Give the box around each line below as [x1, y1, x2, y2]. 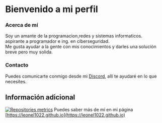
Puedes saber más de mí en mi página [53, 106, 133, 112]
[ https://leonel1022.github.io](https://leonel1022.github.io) [5, 112, 125, 118]
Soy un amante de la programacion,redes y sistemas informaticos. [5, 33, 142, 39]
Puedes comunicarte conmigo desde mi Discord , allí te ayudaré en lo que [5, 73, 157, 79]
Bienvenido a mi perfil [5, 4, 98, 15]
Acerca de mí [5, 22, 38, 29]
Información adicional [5, 93, 75, 102]
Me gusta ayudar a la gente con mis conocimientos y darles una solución [5, 44, 157, 50]
